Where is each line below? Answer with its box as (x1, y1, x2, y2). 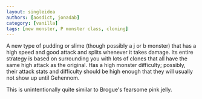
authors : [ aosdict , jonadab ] (6, 14, 80, 21)
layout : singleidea (6, 8, 56, 15)
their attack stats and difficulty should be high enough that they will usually (6, 68, 194, 75)
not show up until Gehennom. (6, 74, 80, 81)
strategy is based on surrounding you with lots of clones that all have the (6, 55, 187, 62)
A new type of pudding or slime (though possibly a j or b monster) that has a (6, 42, 197, 49)
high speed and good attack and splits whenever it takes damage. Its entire (6, 49, 194, 56)
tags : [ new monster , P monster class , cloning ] (6, 25, 129, 32)
